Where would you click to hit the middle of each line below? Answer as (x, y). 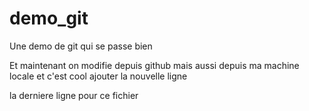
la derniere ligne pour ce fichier (74, 95)
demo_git (49, 18)
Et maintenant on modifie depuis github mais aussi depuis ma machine (154, 65)
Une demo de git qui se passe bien (81, 46)
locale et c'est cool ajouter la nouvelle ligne (98, 76)
